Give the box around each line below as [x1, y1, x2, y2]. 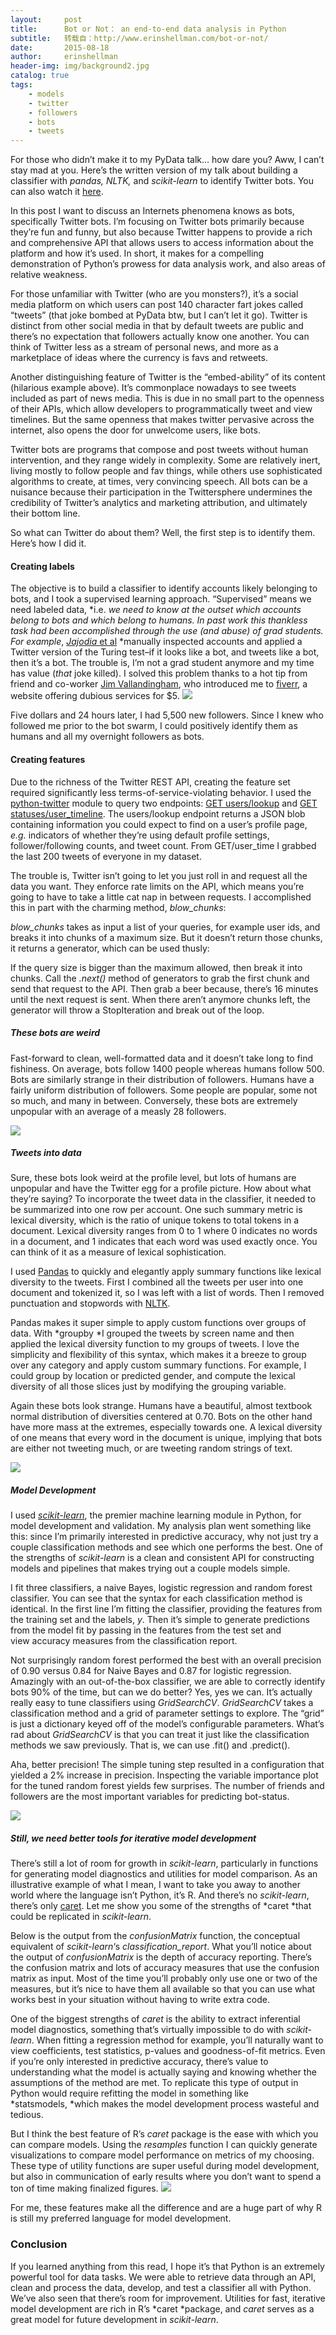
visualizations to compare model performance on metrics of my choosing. [10, 2149, 315, 2161]
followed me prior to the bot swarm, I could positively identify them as [10, 720, 298, 732]
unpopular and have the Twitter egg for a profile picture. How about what [10, 1182, 312, 1195]
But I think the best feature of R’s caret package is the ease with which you [10, 2128, 319, 2140]
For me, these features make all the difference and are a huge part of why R [10, 2202, 322, 2214]
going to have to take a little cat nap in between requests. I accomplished [10, 891, 312, 903]
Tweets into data [10, 1147, 82, 1159]
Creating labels [10, 560, 75, 572]
